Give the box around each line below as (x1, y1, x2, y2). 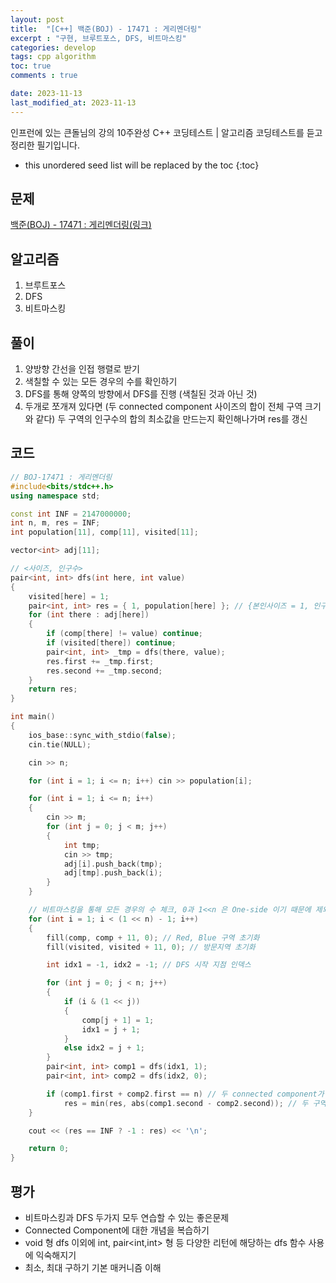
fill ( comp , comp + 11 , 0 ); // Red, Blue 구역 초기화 (46, 932, 260, 943)
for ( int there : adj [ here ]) (28, 610, 150, 620)
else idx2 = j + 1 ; (63, 1043, 145, 1053)
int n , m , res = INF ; (10, 518, 101, 528)
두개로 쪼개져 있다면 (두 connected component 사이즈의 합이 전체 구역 (24, 401, 303, 413)
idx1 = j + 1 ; (81, 1024, 141, 1035)
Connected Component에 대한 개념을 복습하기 (24, 1224, 210, 1236)
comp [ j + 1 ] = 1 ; (81, 1015, 155, 1025)
